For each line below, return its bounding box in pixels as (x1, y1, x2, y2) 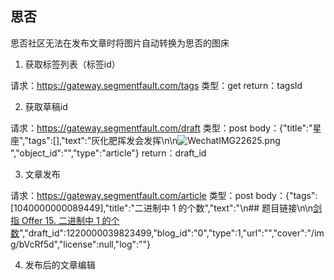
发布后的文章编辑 (24, 258, 96, 271)
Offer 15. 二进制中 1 (21, 214, 100, 226)
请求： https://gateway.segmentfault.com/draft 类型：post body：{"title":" (10, 122, 313, 134)
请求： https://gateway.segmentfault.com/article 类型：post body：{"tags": (10, 189, 318, 201)
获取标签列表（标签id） (24, 58, 121, 70)
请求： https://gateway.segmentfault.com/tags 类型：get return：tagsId (10, 79, 303, 91)
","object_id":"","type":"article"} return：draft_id (10, 147, 207, 159)
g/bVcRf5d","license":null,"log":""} (10, 238, 152, 250)
